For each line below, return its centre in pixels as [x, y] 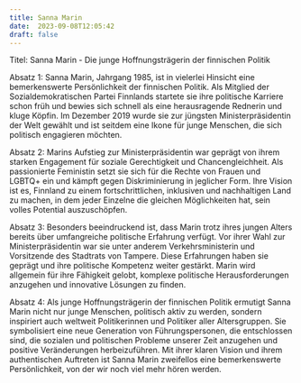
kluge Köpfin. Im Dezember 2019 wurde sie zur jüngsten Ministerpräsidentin [150, 116]
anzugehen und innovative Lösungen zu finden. [98, 285]
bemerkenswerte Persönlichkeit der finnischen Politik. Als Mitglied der [140, 87]
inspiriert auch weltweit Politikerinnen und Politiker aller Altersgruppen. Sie [148, 322]
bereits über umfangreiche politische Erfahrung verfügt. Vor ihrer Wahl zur [147, 237]
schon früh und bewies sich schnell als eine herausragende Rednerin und [146, 106]
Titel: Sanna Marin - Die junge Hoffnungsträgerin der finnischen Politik [140, 60]
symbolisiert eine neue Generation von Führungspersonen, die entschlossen [151, 331]
